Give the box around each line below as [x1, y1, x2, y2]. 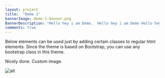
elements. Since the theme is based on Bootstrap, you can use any [5, 44, 140, 50]
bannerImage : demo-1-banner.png [5, 16, 71, 21]
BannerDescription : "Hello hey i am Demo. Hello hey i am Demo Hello [5, 20, 153, 26]
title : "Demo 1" [5, 12, 41, 17]
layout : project [5, 7, 38, 12]
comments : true [5, 25, 36, 30]
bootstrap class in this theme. [5, 49, 65, 55]
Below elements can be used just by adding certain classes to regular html [5, 39, 156, 44]
